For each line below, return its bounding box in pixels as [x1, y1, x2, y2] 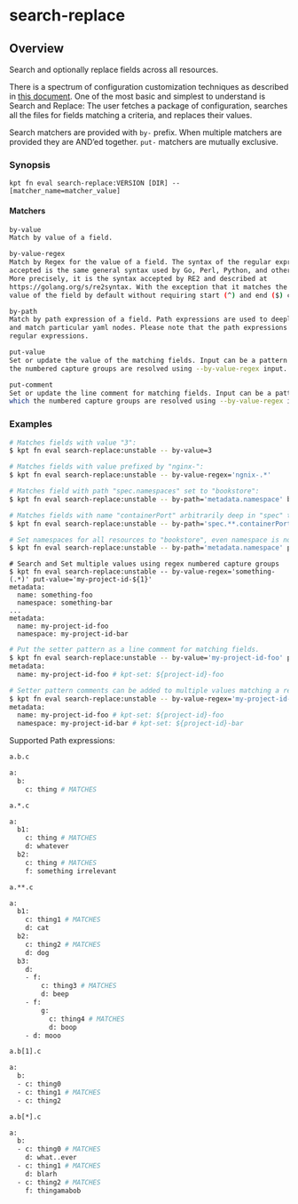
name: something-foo [17, 590, 93, 600]
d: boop [48, 1023, 77, 1031]
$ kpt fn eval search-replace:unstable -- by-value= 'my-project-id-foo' [9, 654, 284, 662]
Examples [9, 418, 53, 430]
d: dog [25, 948, 50, 957]
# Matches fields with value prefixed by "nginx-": [9, 462, 204, 471]
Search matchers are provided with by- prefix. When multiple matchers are [9, 127, 282, 138]
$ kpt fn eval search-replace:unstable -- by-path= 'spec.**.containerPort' [9, 519, 295, 528]
